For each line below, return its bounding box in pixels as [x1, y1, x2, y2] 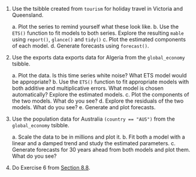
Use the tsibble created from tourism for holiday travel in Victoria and [11, 5, 183, 12]
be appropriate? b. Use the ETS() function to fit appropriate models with [11, 78, 189, 85]
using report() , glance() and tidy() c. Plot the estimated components [11, 36, 186, 43]
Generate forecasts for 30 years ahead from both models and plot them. [11, 146, 191, 153]
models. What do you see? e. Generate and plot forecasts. [11, 104, 156, 110]
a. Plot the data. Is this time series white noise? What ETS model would [11, 72, 187, 79]
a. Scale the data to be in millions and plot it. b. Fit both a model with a [11, 133, 185, 140]
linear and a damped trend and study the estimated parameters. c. [11, 140, 176, 146]
